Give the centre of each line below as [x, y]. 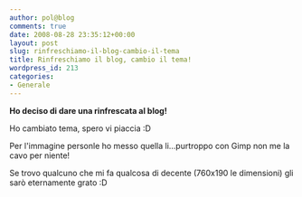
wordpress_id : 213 [44, 69]
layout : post [34, 43]
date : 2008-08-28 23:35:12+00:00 [72, 34]
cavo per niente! [40, 155]
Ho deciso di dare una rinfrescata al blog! [88, 110]
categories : [32, 77]
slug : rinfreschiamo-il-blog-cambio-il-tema [94, 52]
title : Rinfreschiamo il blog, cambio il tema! [101, 60]
